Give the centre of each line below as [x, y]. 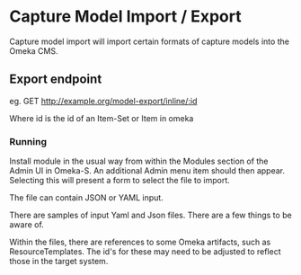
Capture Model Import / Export [125, 17]
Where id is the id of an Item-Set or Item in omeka [102, 118]
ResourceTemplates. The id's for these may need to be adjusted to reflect [145, 252]
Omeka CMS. [34, 50]
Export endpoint [56, 80]
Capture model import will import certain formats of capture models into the [150, 41]
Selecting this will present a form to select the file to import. [120, 181]
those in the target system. [59, 262]
